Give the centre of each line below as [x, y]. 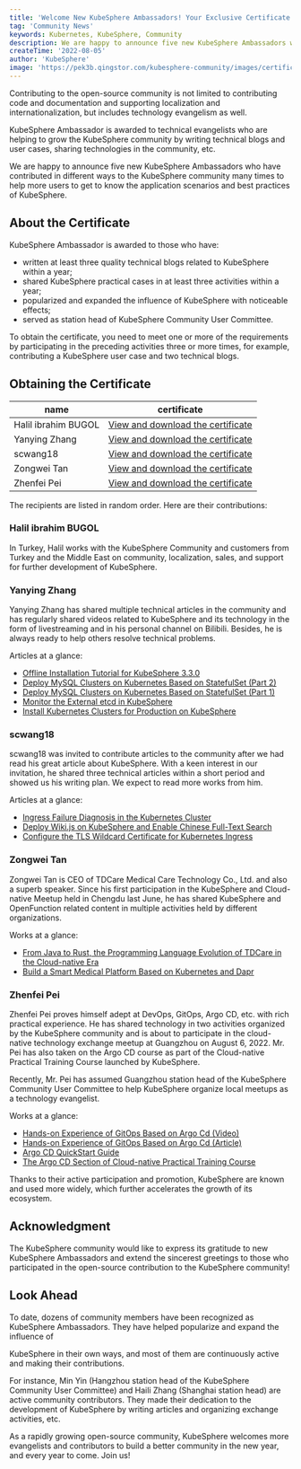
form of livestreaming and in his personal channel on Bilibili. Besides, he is [146, 629]
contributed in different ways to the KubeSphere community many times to [147, 175]
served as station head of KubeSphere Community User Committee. [148, 319]
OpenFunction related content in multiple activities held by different [133, 908]
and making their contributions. [67, 1363]
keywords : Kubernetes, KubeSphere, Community [95, 34]
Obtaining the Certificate [80, 384]
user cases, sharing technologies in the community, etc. [112, 148]
